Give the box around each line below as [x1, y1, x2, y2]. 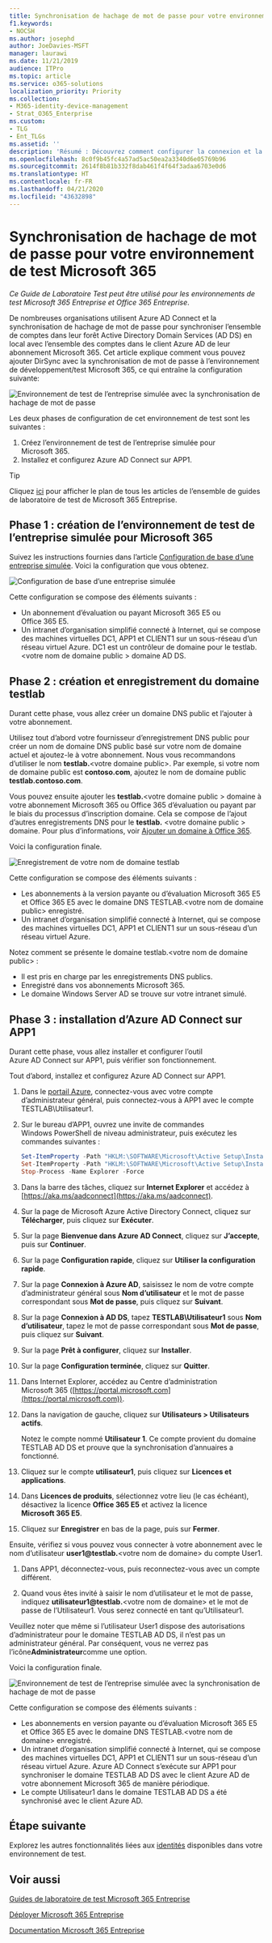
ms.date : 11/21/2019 [9, 58, 79, 66]
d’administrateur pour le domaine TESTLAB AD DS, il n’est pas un [9, 1630, 226, 1639]
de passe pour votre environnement [9, 245, 255, 263]
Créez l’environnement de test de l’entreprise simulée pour [20, 437, 216, 447]
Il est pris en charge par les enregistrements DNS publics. [20, 972, 213, 982]
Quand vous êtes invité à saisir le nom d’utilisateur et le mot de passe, [20, 1588, 253, 1598]
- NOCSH [9, 27, 36, 35]
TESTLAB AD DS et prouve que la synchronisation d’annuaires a [20, 1442, 233, 1452]
